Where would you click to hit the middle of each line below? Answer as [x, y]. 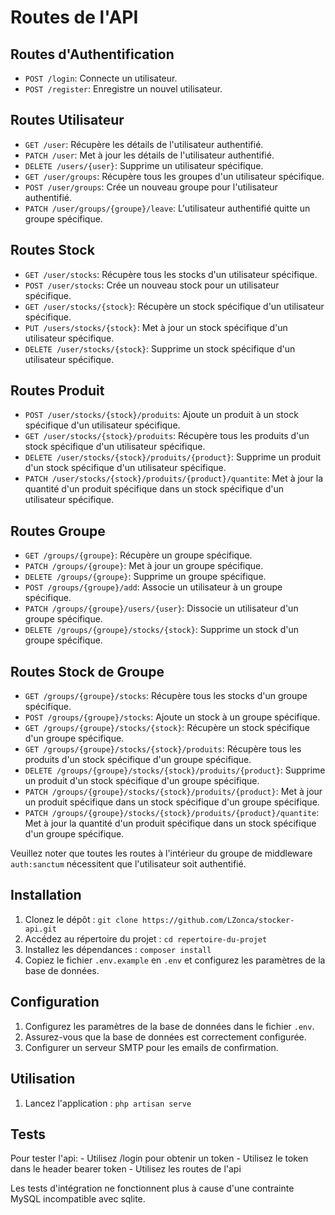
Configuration [55, 1002]
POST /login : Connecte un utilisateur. [101, 78]
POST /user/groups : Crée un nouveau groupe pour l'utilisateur [151, 187]
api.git [40, 929]
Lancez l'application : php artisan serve [108, 1103]
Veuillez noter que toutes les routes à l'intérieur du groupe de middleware [161, 853]
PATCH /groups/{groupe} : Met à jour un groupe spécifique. [144, 566]
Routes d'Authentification [92, 54]
